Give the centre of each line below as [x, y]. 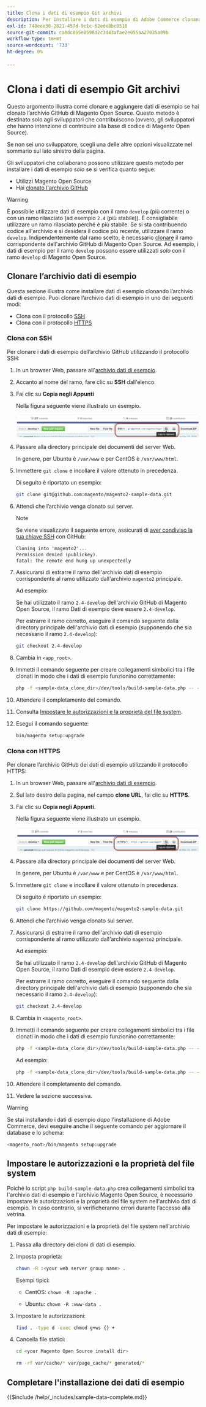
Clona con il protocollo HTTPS [54, 323]
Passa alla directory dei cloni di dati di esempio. [76, 1244]
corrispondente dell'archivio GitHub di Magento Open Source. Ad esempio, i [103, 244]
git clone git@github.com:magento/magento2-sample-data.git [94, 494]
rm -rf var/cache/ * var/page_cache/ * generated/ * [80, 1363]
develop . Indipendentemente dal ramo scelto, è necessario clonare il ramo [100, 237]
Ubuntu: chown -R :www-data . [63, 1304]
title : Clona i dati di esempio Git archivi [64, 13]
